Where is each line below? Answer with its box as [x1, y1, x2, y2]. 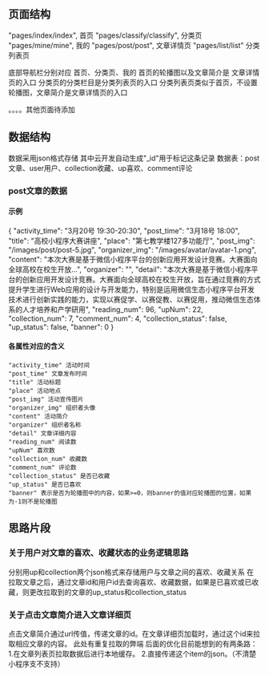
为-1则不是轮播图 [8, 497, 58, 505]
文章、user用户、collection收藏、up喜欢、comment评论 [8, 163, 193, 172]
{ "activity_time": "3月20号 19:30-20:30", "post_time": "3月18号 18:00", [8, 225, 240, 235]
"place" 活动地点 [8, 387, 62, 395]
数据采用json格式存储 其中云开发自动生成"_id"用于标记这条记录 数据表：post [8, 153, 260, 163]
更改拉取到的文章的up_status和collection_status [29, 587, 187, 597]
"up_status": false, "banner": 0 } [8, 322, 114, 331]
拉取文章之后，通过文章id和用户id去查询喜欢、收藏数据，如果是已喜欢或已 [8, 577, 252, 587]
